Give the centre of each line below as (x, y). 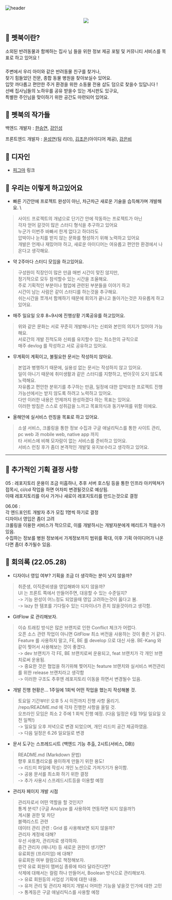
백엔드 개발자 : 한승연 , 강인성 (34, 128)
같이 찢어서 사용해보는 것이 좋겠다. (52, 647)
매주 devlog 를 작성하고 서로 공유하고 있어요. (62, 346)
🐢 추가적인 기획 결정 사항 (42, 470)
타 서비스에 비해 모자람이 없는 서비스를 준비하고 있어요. (72, 441)
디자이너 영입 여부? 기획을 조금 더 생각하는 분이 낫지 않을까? (72, 575)
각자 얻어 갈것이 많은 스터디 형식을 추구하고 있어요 (68, 225)
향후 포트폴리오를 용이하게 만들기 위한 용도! (61, 761)
